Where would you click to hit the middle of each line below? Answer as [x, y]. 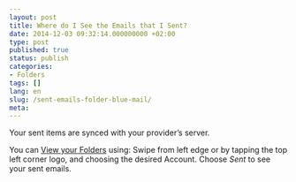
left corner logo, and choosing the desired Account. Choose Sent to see [140, 159]
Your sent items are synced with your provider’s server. [110, 133]
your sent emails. [41, 169]
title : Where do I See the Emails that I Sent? [99, 26]
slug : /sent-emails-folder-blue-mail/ [80, 99]
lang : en [25, 91]
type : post [29, 42]
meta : [19, 108]
